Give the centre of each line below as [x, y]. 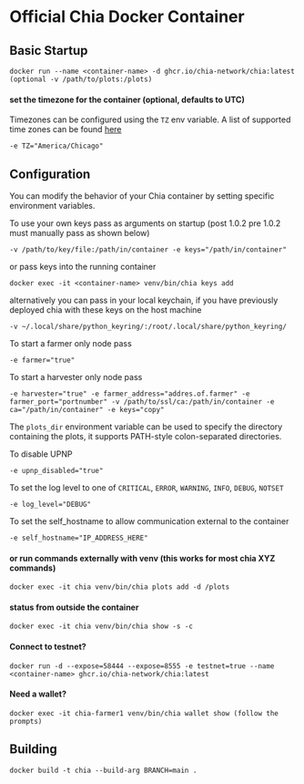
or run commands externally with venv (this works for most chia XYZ [142, 558]
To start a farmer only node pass [71, 344]
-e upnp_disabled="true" [56, 471]
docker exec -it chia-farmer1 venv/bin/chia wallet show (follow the [144, 713]
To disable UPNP [41, 454]
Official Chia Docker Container [127, 17]
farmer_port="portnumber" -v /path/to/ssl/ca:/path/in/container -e [142, 402]
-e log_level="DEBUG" [51, 505]
